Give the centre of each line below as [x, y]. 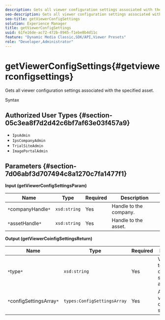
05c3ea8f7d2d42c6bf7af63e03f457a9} [68, 123]
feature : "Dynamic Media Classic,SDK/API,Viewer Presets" [66, 37]
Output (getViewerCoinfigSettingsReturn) [49, 239]
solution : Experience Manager [36, 23]
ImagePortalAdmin [30, 151]
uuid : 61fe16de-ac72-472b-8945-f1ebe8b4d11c [51, 33]
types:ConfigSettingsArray [95, 301]
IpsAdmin [21, 135]
